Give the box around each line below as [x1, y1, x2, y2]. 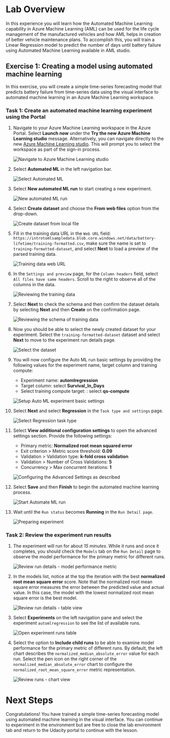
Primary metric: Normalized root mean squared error [20, 443, 133, 449]
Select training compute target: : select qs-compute [20, 388, 130, 394]
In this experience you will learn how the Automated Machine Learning [6, 20, 153, 26]
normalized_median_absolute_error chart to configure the [13, 661, 133, 667]
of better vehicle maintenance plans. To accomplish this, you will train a [6, 37, 155, 43]
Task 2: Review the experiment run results [6, 531, 112, 539]
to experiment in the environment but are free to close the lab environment [6, 722, 161, 728]
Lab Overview [6, 4, 65, 15]
